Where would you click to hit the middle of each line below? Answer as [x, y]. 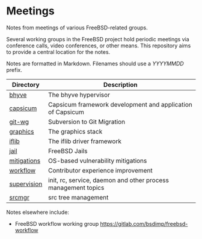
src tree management [78, 197]
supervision [26, 184]
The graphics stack [75, 131]
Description [120, 84]
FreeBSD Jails [68, 151]
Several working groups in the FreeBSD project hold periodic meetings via [98, 39]
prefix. [14, 69]
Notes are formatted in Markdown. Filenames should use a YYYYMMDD [95, 63]
